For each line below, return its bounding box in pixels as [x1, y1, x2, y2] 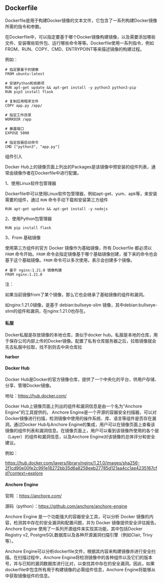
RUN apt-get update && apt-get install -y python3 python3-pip [5, 85, 137, 90]
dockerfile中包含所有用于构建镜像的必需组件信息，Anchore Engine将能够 [5, 567, 151, 573]
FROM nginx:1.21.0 [5, 272, 42, 277]
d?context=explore [5, 470, 43, 476]
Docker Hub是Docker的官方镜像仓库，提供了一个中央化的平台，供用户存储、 [5, 377, 159, 382]
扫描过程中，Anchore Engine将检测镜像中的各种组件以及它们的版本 [18, 555, 153, 561]
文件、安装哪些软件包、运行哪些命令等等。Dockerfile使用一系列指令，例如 [5, 40, 154, 46]
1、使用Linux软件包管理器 [5, 180, 57, 186]
